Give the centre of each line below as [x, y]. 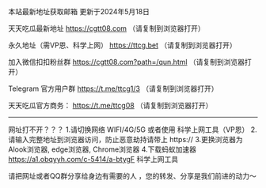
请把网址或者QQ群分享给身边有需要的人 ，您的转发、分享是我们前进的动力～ [133, 176]
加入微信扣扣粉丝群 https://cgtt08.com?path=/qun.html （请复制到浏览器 [127, 62]
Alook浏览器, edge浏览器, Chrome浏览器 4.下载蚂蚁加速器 [102, 149]
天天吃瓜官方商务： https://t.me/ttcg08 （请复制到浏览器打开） [110, 105]
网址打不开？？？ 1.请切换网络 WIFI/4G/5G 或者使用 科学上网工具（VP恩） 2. [133, 130]
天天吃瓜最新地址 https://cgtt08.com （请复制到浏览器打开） [107, 28]
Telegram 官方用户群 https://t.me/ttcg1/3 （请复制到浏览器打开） [114, 88]
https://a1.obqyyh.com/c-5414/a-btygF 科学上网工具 [93, 159]
